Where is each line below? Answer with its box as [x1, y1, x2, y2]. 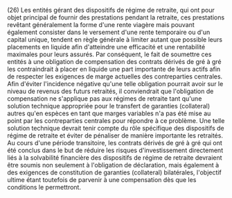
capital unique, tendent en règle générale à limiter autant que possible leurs [7, 35, 223, 44]
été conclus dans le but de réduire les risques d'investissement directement [7, 146, 224, 154]
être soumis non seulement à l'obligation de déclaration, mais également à [7, 161, 220, 169]
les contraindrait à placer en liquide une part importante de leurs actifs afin [7, 65, 221, 73]
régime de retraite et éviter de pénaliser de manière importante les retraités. [7, 131, 224, 140]
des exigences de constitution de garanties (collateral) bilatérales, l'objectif [7, 168, 222, 176]
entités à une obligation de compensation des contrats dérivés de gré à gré [7, 58, 222, 65]
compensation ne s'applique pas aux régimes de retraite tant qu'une [7, 94, 202, 103]
